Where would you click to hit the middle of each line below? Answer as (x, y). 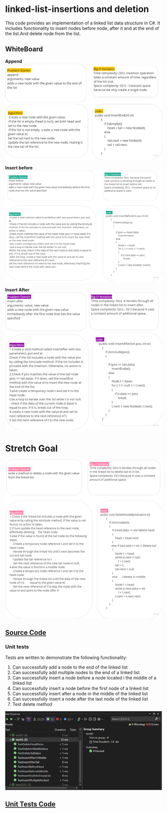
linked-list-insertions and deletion (77, 9)
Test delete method (32, 704)
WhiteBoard (24, 49)
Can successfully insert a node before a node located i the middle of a (84, 678)
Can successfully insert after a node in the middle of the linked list (80, 694)
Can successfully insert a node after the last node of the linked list (80, 699)
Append (14, 61)
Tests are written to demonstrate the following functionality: (66, 658)
